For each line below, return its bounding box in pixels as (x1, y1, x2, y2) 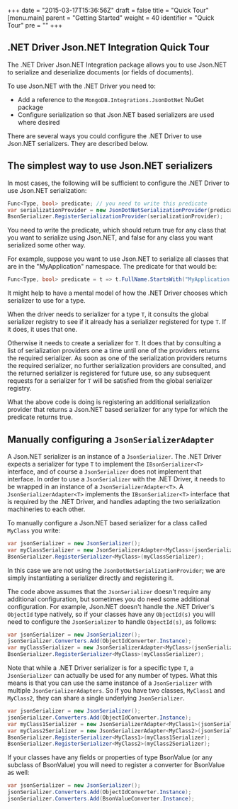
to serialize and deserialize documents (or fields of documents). (7, 67, 194, 77)
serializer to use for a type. (7, 296, 86, 305)
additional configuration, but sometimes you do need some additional (7, 595, 210, 603)
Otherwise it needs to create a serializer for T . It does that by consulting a (7, 339, 222, 347)
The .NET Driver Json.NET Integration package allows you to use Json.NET (7, 60, 227, 69)
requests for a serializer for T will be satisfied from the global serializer (7, 376, 213, 385)
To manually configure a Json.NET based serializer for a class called (7, 518, 208, 527)
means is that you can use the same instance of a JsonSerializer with (7, 679, 212, 687)
